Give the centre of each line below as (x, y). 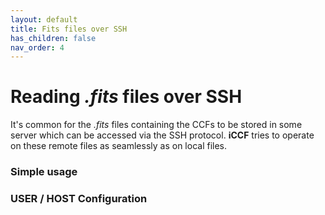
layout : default (44, 19)
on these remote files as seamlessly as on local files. (119, 146)
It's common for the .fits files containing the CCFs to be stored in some (156, 125)
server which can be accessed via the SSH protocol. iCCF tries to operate (162, 135)
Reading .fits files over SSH (126, 97)
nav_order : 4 (37, 47)
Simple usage (44, 172)
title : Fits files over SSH (69, 29)
